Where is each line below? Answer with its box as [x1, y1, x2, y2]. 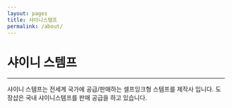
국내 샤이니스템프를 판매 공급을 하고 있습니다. [25, 94, 147, 102]
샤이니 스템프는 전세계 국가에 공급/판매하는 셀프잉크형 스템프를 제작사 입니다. [7, 85, 214, 94]
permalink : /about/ [7, 23, 64, 30]
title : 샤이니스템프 [7, 17, 57, 23]
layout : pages [7, 10, 48, 17]
